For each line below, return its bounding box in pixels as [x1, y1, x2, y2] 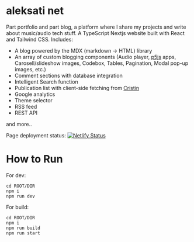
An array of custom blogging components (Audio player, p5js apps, [14, 53, 176, 60]
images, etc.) [14, 65, 47, 72]
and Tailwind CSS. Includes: [6, 36, 73, 43]
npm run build [6, 225, 41, 231]
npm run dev [6, 193, 35, 199]
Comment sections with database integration [14, 72, 123, 79]
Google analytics [14, 91, 56, 98]
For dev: [6, 171, 26, 179]
